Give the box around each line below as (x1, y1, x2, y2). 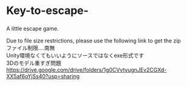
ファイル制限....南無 (6, 44, 56, 51)
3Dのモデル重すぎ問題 (6, 59, 62, 67)
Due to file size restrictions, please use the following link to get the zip (6, 37, 182, 44)
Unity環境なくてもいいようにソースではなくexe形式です (6, 51, 144, 59)
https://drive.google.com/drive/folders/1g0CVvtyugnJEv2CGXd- (6, 66, 167, 73)
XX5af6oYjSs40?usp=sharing (6, 72, 80, 80)
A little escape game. (6, 25, 59, 32)
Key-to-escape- (6, 4, 89, 18)
